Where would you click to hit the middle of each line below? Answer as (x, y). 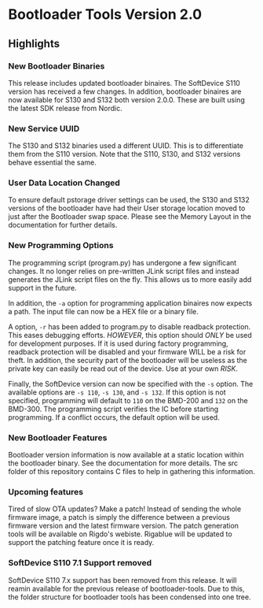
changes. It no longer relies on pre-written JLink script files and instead (124, 271)
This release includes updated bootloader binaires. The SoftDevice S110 (124, 83)
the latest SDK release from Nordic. (66, 108)
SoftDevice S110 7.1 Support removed (80, 563)
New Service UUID (44, 128)
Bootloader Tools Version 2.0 (105, 15)
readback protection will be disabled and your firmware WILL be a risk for (127, 351)
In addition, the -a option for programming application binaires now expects (130, 303)
